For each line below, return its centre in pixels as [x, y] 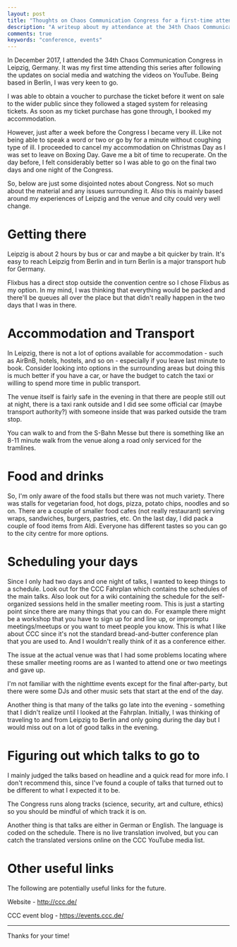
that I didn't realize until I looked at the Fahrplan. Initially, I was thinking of [114, 712]
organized [22, 604]
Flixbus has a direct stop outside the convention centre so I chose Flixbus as [118, 283]
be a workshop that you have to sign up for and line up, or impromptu [108, 618]
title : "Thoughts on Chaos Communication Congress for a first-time [110, 20]
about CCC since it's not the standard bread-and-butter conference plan [113, 634]
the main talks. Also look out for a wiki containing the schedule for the [109, 596]
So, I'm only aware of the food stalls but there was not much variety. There [116, 496]
